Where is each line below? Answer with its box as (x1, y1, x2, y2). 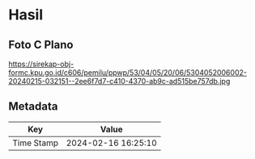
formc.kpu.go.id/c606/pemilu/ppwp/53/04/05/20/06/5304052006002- (8, 68, 247, 77)
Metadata (8, 99, 58, 114)
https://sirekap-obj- (8, 59, 74, 69)
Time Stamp (12, 137, 59, 149)
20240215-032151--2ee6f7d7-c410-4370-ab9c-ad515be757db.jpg (8, 77, 231, 86)
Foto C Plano (8, 38, 74, 52)
